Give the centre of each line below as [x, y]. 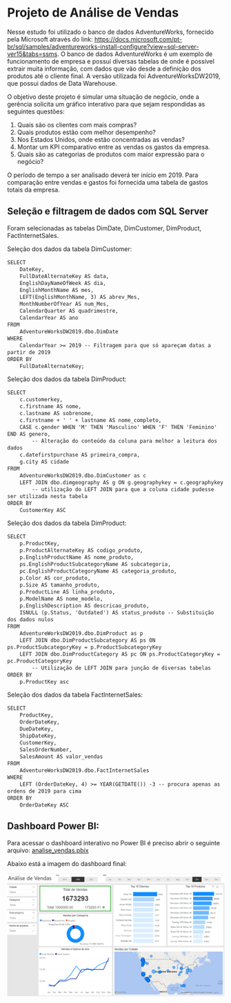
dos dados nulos [30, 619]
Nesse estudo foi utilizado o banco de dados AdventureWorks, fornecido [110, 32]
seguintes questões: [36, 111]
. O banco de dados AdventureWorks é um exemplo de [135, 54]
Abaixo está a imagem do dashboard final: [67, 863]
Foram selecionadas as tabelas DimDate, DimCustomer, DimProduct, [104, 228]
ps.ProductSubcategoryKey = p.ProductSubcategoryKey [84, 647]
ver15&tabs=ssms [32, 54]
